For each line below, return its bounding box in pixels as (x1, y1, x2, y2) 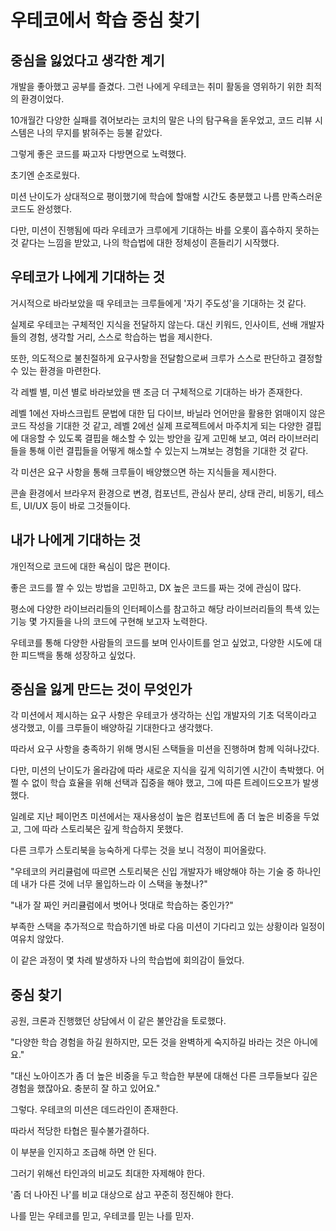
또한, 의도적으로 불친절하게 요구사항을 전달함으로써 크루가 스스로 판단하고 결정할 (10, 352, 323, 364)
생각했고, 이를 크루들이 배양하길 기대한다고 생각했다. (10, 722, 213, 734)
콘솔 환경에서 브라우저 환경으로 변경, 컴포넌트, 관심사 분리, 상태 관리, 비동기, (10, 487, 306, 499)
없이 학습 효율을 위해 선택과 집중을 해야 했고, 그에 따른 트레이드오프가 (31, 777, 301, 789)
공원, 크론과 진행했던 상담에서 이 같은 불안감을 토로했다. (10, 1015, 227, 1027)
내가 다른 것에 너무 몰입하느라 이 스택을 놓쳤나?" (20, 878, 208, 890)
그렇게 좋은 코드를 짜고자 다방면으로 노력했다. (10, 148, 187, 160)
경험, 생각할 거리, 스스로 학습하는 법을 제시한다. (28, 331, 213, 343)
